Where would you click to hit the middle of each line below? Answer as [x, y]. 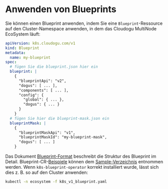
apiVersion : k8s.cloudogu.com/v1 [40, 43]
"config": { [31, 95]
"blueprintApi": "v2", [42, 81]
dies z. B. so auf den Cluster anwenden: [47, 172]
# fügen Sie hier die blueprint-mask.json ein [60, 118]
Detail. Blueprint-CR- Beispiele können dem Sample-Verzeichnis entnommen [84, 162]
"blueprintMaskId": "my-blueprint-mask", [63, 137]
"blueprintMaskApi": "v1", [47, 132]
